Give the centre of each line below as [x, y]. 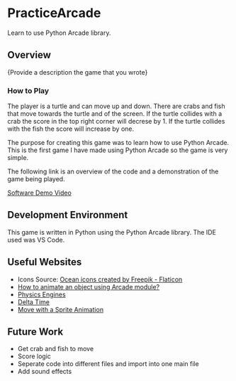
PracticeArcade [54, 13]
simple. [18, 158]
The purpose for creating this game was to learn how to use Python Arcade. [118, 143]
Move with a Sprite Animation [61, 309]
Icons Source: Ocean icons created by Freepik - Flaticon [100, 279]
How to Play [28, 90]
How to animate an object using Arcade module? [89, 286]
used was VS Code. [36, 240]
